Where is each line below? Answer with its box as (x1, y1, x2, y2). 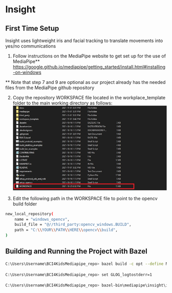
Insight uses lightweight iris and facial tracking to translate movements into (5, 37, 163, 44)
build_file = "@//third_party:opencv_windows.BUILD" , (14, 222, 132, 227)
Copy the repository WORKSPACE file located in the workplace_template (12, 95, 165, 100)
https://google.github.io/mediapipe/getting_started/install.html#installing (12, 64, 165, 70)
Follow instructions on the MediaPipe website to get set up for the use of (12, 53, 166, 59)
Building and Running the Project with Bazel (5, 247, 147, 256)
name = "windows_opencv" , (14, 217, 70, 222)
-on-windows (12, 69, 42, 75)
